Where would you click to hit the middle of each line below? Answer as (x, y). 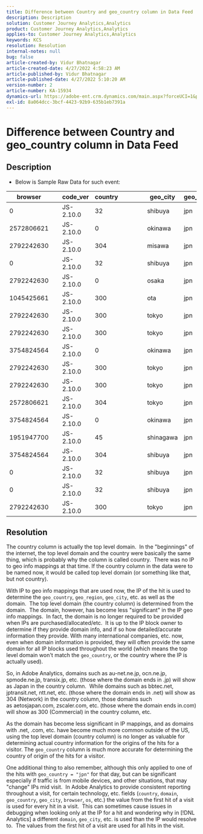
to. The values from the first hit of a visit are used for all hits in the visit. (95, 826)
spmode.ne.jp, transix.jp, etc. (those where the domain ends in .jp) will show (101, 680)
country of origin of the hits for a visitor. (56, 756)
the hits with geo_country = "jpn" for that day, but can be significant (91, 774)
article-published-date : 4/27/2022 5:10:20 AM (66, 79)
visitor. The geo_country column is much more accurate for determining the (100, 750)
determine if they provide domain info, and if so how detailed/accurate (94, 629)
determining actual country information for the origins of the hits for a (93, 743)
